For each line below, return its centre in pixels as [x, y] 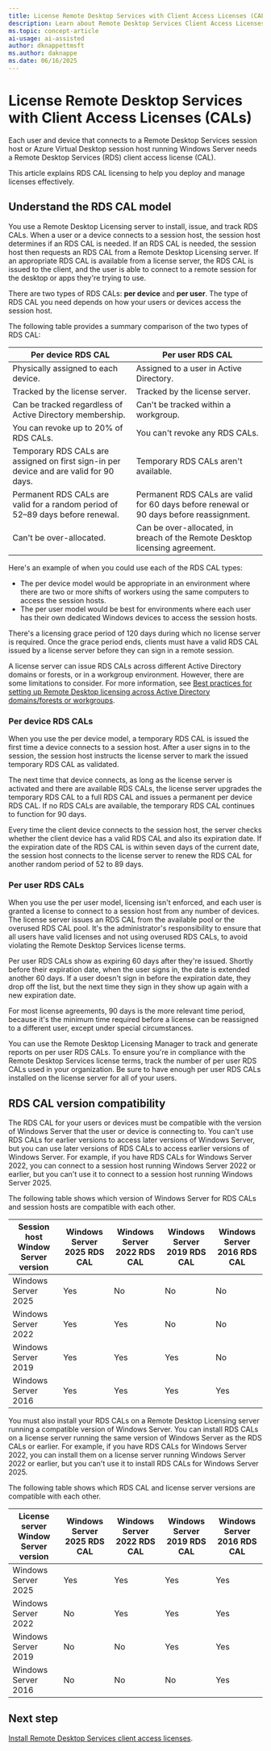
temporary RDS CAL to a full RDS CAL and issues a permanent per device [130, 797]
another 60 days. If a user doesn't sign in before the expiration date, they [130, 978]
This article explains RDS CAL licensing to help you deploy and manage [127, 173]
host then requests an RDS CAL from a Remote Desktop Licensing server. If [133, 252]
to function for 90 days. [48, 814]
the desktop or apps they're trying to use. [77, 277]
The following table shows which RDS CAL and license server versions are [132, 1488]
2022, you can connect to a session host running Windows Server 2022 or [132, 1165]
